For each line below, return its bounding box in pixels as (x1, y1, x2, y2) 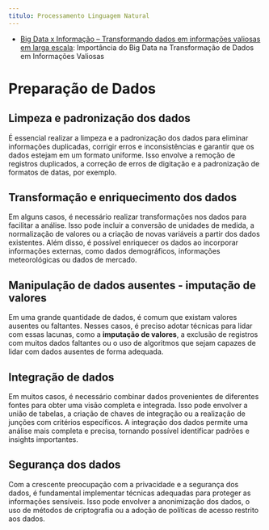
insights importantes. (8, 435, 78, 444)
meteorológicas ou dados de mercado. (8, 255, 137, 265)
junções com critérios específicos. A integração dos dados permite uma (8, 418, 249, 427)
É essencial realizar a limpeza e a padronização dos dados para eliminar (8, 132, 249, 142)
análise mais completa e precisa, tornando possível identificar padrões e (8, 426, 250, 436)
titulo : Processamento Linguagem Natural (8, 11, 150, 20)
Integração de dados (8, 370, 115, 384)
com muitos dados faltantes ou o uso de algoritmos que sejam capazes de (8, 339, 257, 348)
